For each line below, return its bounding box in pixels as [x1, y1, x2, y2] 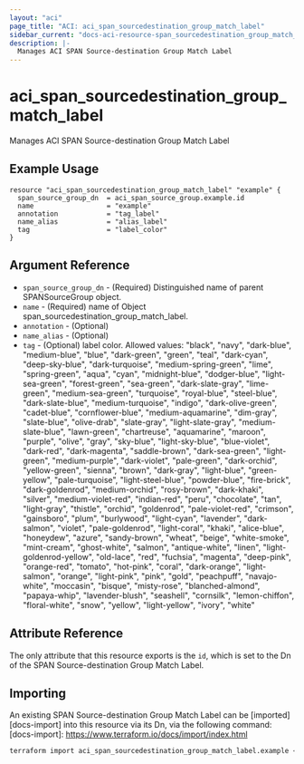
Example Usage [9, 161, 100, 177]
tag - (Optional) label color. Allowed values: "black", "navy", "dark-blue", [22, 339, 292, 350]
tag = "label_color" [17, 225, 168, 234]
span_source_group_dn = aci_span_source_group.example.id [17, 193, 245, 202]
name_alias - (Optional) [22, 330, 109, 341]
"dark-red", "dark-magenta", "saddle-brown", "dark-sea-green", [22, 445, 261, 456]
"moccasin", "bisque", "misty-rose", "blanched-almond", [50, 580, 261, 591]
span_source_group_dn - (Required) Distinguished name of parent [22, 282, 264, 293]
